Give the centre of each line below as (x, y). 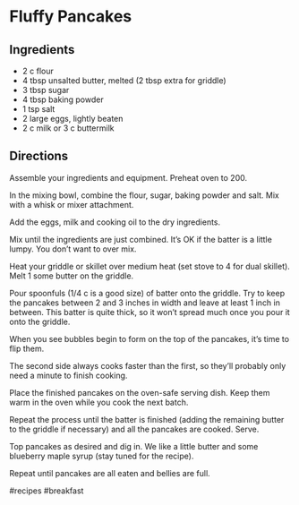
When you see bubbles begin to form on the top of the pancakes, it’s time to (149, 338)
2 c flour (38, 71)
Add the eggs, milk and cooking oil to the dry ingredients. (115, 222)
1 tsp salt (38, 109)
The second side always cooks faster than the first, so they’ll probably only (148, 365)
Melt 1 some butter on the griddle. (72, 276)
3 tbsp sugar (46, 90)
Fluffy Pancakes (71, 17)
